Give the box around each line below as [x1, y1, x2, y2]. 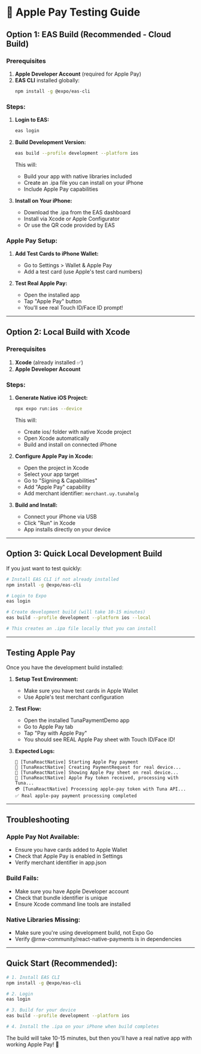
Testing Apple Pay [6, 648, 76, 658]
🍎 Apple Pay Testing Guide [6, 5, 141, 19]
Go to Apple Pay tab [23, 723, 74, 730]
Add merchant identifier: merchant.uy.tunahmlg [23, 489, 139, 497]
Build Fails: [6, 874, 39, 882]
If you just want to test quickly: [6, 564, 82, 572]
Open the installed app [23, 291, 80, 299]
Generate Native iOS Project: [14, 394, 88, 402]
